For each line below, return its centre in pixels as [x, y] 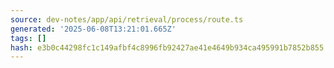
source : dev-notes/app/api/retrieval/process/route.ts [127, 19]
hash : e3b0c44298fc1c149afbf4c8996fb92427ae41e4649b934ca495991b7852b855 [167, 47]
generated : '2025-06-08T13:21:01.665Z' [93, 29]
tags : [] [28, 38]
